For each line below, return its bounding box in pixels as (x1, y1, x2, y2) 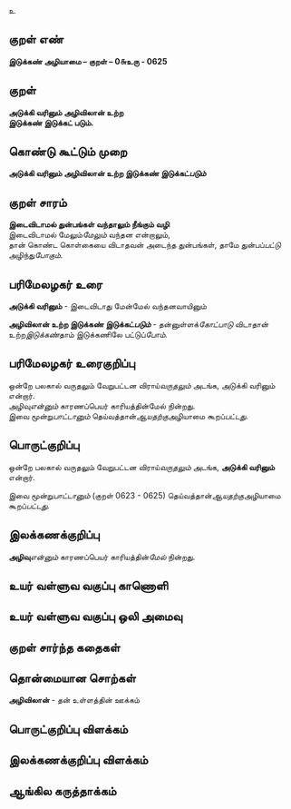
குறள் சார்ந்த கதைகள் (8, 639, 121, 655)
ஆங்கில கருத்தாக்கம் (8, 783, 117, 799)
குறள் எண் (8, 32, 64, 47)
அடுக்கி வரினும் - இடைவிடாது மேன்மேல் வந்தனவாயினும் (8, 301, 208, 311)
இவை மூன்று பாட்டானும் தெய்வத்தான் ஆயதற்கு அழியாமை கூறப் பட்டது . (8, 410, 248, 421)
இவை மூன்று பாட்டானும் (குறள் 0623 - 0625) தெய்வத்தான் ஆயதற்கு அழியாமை (8, 489, 282, 500)
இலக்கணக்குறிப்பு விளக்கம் (8, 753, 149, 768)
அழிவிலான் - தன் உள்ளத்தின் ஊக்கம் (8, 695, 141, 705)
